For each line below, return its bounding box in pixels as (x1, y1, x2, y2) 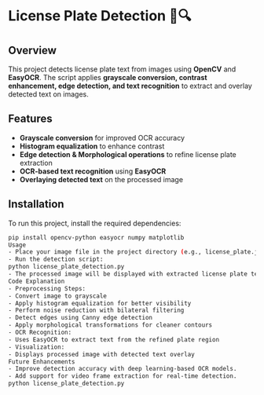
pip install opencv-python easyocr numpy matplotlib (8, 233, 185, 241)
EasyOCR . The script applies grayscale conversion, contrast (8, 73, 207, 82)
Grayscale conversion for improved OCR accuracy (19, 133, 185, 142)
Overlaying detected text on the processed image (19, 174, 183, 184)
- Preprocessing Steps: (8, 284, 86, 292)
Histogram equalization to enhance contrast (19, 141, 165, 151)
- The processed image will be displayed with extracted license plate (8, 270, 247, 278)
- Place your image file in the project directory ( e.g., (8, 248, 202, 256)
